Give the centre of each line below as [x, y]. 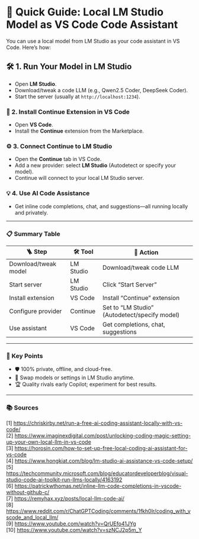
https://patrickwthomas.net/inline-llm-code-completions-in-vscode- [98, 486]
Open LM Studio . [36, 84]
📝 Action [146, 253]
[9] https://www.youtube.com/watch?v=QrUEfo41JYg [71, 524]
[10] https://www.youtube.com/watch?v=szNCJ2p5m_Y [74, 530]
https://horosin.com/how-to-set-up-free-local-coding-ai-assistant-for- [101, 448]
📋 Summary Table [33, 234]
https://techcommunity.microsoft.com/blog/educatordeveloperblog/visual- [97, 473]
